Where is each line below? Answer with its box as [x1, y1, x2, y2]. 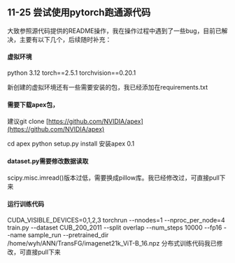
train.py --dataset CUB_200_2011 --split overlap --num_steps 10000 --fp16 [7, 223, 222, 232]
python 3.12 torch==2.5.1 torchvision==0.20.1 [7, 69, 136, 77]
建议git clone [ [7, 118, 49, 126]
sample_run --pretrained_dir [27, 230, 109, 239]
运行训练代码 [7, 200, 44, 208]
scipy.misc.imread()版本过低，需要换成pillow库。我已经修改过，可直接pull [7, 173, 220, 182]
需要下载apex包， [7, 100, 59, 108]
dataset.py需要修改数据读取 [7, 157, 89, 165]
